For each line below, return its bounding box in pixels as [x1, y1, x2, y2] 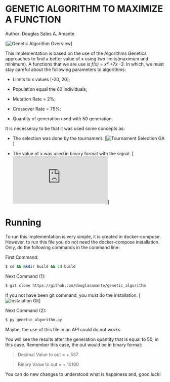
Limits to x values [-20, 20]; [12, 76, 70, 82]
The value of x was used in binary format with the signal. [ [12, 150, 134, 156]
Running [5, 217, 41, 228]
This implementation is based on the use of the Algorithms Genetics [5, 50, 147, 56]
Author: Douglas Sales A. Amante [5, 30, 75, 37]
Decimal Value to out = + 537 [17, 351, 78, 358]
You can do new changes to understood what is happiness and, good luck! [5, 371, 161, 377]
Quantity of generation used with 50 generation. [12, 115, 113, 122]
